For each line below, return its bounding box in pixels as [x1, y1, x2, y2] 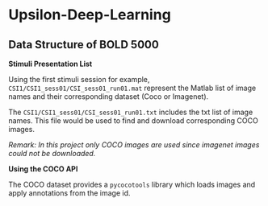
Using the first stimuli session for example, [8, 75, 150, 84]
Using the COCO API [8, 164, 78, 174]
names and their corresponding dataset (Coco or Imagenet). [8, 92, 209, 101]
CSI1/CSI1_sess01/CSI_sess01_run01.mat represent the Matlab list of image [8, 83, 257, 93]
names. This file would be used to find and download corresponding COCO [8, 116, 258, 126]
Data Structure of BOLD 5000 [8, 38, 159, 51]
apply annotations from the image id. [8, 188, 131, 198]
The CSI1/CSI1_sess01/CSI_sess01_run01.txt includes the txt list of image [8, 107, 253, 117]
